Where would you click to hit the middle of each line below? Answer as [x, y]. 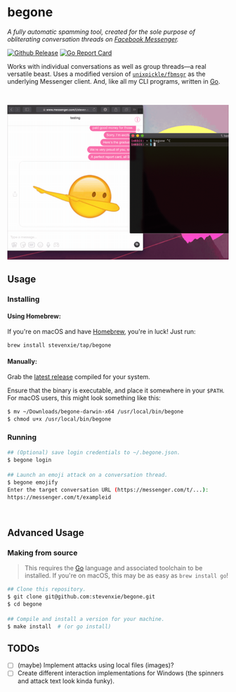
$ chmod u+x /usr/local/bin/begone [59, 419]
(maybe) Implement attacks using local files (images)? [96, 665]
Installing [24, 300]
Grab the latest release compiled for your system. [79, 377]
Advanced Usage [46, 533]
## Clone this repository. [47, 589]
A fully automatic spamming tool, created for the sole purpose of [101, 32]
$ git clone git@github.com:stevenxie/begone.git [81, 597]
